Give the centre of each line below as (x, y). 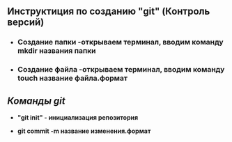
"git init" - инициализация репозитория (78, 118)
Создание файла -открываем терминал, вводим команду (121, 70)
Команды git (37, 101)
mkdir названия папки (56, 51)
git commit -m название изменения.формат (84, 131)
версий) (26, 23)
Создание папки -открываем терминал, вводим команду (121, 42)
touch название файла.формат (72, 78)
